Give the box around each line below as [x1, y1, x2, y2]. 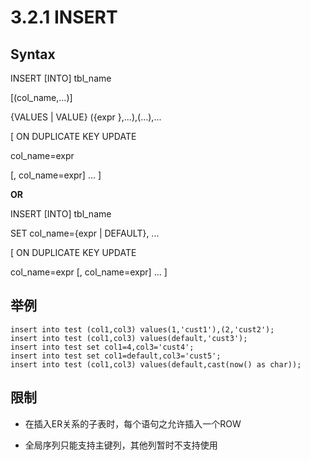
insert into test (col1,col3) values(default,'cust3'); [10, 333, 248, 343]
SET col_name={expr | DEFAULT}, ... [10, 227, 160, 239]
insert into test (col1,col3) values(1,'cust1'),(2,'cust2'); [10, 324, 275, 335]
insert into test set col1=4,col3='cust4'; [10, 342, 195, 352]
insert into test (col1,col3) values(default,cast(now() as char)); [10, 359, 302, 370]
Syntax [10, 46, 56, 63]
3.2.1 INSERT [10, 6, 118, 29]
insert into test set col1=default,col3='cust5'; [10, 351, 222, 361]
